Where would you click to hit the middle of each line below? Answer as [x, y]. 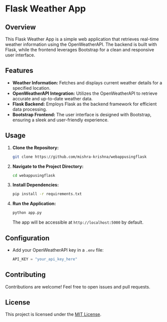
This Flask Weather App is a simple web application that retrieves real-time [82, 39]
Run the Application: [34, 204]
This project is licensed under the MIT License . [53, 315]
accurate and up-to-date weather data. [53, 98]
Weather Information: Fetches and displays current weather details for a [87, 82]
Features [19, 71]
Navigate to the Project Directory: [48, 166]
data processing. [30, 109]
